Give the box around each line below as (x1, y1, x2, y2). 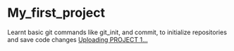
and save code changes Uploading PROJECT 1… (7, 35, 148, 43)
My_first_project (7, 5, 106, 21)
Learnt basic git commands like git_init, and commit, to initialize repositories (7, 28, 228, 36)
